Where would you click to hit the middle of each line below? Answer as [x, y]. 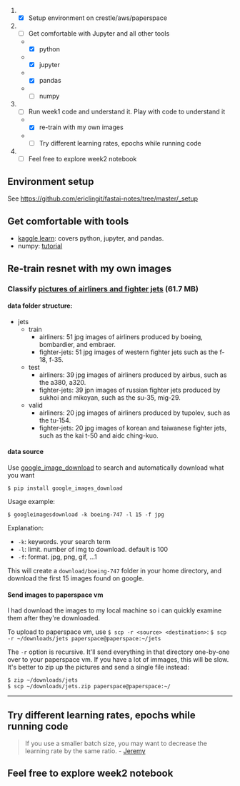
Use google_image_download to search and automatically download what [116, 468]
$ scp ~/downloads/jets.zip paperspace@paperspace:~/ [89, 687]
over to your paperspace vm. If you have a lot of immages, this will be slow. [118, 660]
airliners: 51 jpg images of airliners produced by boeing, [121, 337]
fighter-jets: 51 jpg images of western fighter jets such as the [129, 352]
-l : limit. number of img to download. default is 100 [93, 549]
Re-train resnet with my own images [90, 268]
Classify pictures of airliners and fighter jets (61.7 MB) [103, 288]
